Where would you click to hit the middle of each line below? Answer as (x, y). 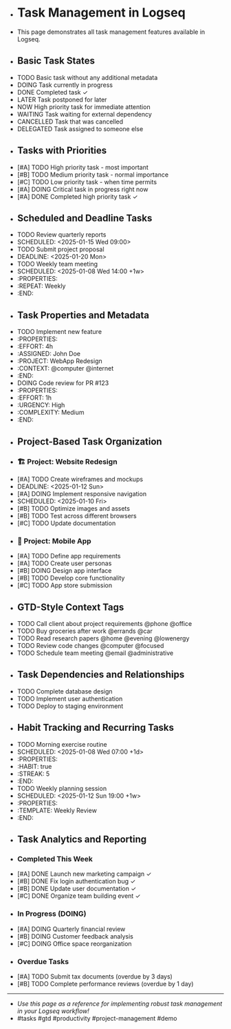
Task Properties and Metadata (83, 315)
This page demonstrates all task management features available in (111, 32)
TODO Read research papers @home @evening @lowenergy (103, 638)
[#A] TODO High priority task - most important (83, 167)
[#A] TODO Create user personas (64, 563)
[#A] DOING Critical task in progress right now (82, 189)
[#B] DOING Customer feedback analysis (75, 936)
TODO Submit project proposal (60, 249)
